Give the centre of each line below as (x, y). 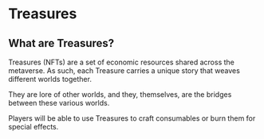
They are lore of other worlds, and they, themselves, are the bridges (120, 95)
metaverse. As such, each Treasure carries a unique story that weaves (124, 71)
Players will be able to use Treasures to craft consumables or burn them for (132, 118)
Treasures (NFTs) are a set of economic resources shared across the (122, 62)
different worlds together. (50, 79)
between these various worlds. (59, 103)
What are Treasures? (61, 43)
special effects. (33, 127)
